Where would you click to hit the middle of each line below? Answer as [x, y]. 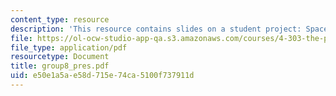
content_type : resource [60, 19]
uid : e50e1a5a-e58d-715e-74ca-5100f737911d [102, 76]
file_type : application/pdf [69, 47]
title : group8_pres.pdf [60, 66]
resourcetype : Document [60, 57]
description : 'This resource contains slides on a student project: [156, 29]
